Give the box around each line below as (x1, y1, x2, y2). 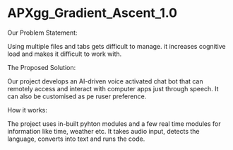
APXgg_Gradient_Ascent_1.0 (7, 5, 178, 21)
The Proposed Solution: (7, 63, 76, 71)
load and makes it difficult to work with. (7, 50, 122, 58)
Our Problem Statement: (7, 28, 78, 37)
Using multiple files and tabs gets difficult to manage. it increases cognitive (7, 42, 226, 50)
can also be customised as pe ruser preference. (7, 92, 147, 100)
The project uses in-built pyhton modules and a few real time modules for (7, 119, 221, 128)
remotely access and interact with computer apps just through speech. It (7, 84, 219, 93)
